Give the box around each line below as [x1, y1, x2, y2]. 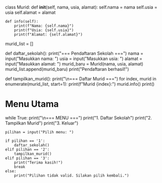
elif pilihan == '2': [5, 147, 50, 152]
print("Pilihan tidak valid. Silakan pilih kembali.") [14, 173, 129, 178]
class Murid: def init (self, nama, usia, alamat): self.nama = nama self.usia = [5, 4, 158, 10]
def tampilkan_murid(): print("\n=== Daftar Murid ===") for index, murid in [5, 76, 157, 81]
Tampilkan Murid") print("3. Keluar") [5, 120, 79, 126]
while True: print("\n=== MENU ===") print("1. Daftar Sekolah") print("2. [5, 115, 152, 121]
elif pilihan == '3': [5, 156, 50, 161]
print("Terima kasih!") [14, 160, 63, 165]
